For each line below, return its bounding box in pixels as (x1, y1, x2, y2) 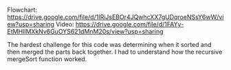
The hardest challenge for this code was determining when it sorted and (7, 41, 212, 48)
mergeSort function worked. (7, 55, 87, 63)
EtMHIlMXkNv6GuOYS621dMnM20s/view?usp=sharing (7, 27, 164, 35)
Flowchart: (7, 6, 38, 14)
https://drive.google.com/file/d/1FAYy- (75, 20, 184, 28)
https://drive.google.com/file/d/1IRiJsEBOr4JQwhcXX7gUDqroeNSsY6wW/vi (7, 13, 224, 21)
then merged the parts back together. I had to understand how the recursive (7, 48, 223, 56)
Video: (56, 20, 74, 28)
